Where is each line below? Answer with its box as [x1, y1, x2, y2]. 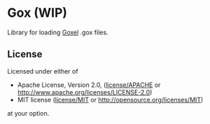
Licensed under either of [7, 67, 78, 75]
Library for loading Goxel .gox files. [7, 28, 108, 36]
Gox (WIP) [7, 5, 68, 21]
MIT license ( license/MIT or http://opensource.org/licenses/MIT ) [17, 95, 204, 104]
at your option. [7, 109, 50, 117]
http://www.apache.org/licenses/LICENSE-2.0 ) [17, 88, 153, 96]
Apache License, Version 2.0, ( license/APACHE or [17, 81, 161, 89]
